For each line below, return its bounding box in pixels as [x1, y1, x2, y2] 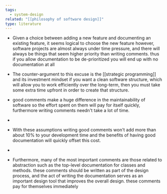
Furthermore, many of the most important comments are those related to [12, 157, 162, 163]
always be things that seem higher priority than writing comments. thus [12, 51, 159, 57]
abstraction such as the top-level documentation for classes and [12, 162, 145, 168]
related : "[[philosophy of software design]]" [5, 16, 104, 21]
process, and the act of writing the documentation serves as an [12, 173, 143, 179]
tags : [5, 7, 16, 12]
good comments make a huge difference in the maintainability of [12, 97, 145, 103]
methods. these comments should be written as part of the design [12, 167, 149, 173]
